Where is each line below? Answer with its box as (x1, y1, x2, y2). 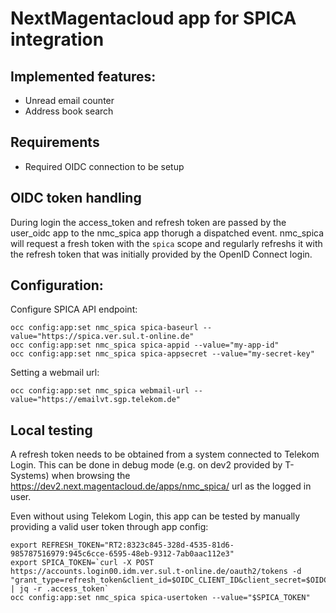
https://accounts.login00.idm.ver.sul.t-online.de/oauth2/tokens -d (10, 567, 302, 577)
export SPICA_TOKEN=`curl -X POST (10, 558, 155, 568)
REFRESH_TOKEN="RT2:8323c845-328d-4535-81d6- (41, 540, 235, 551)
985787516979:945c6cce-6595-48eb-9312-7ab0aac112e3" (10, 549, 235, 559)
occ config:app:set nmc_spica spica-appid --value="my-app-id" (10, 340, 280, 351)
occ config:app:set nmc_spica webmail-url (10, 386, 190, 396)
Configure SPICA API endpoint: (10, 303, 138, 316)
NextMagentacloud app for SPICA (10, 7, 297, 30)
